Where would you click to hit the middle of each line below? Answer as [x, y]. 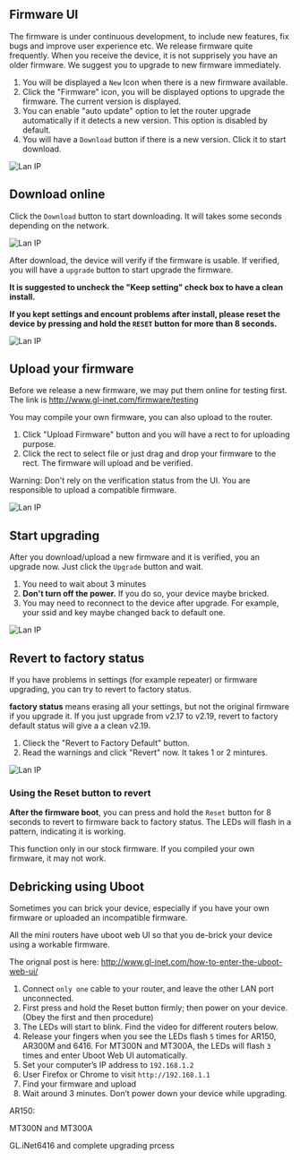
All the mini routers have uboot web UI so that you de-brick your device [141, 935]
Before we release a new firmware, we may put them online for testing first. [148, 391]
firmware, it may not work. [58, 858]
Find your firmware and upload [79, 1084]
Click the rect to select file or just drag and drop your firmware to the [149, 454]
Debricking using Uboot [77, 886]
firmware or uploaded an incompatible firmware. [99, 918]
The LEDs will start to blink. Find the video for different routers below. [150, 1027]
